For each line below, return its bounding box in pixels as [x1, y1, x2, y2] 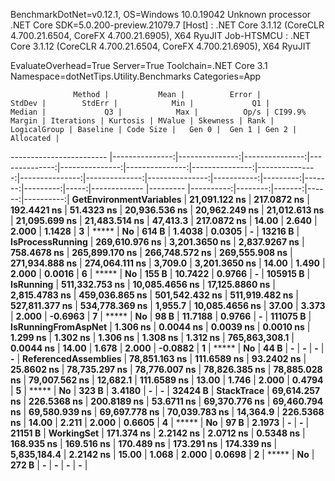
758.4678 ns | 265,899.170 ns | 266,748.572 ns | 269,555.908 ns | [10, 247, 293, 258]
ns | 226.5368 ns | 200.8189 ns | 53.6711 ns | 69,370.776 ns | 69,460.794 [10, 395, 324, 407]
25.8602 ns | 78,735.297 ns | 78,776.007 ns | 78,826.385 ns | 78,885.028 [10, 364, 323, 375]
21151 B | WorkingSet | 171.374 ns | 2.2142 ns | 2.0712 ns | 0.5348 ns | [10, 427, 306, 439]
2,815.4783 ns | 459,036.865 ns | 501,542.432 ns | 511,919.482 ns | [10, 289, 299, 301]
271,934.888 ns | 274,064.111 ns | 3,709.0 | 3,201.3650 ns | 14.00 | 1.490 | [10, 257, 326, 269]
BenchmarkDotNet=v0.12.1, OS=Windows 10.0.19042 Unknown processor [10, 9, 312, 20]
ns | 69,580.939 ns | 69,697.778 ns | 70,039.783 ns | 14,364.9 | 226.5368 [10, 406, 325, 418]
